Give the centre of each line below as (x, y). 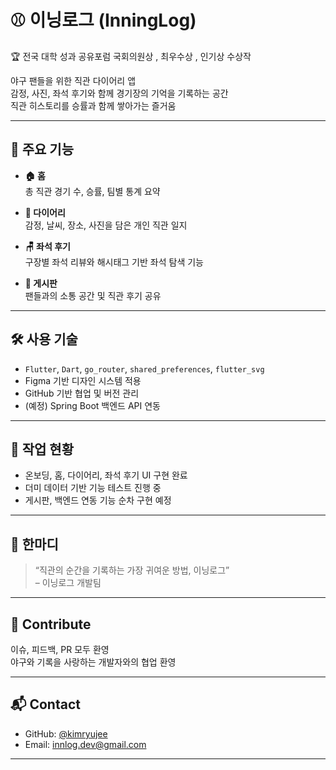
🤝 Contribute (51, 624)
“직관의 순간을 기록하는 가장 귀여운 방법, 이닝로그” (132, 570)
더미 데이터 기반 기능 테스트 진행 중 (93, 488)
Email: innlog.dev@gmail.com (85, 744)
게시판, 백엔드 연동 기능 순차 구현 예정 (98, 500)
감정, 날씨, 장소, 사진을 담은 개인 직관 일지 (106, 225)
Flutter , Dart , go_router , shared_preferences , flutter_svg (144, 368)
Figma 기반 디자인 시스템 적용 (83, 380)
